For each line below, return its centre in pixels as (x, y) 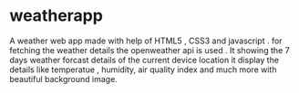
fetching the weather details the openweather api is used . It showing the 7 (149, 50)
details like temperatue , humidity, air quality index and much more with (143, 70)
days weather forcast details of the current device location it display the (144, 60)
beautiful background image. (64, 79)
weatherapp (56, 16)
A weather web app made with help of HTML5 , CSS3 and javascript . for (146, 41)
